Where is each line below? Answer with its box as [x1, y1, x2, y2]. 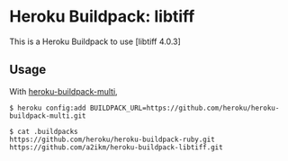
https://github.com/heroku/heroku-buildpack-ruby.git [9, 135, 216, 144]
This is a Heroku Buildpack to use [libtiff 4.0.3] [9, 36, 182, 47]
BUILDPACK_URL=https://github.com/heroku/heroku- [89, 103, 280, 112]
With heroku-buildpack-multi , [9, 85, 119, 96]
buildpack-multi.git [9, 111, 87, 121]
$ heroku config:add [9, 103, 87, 112]
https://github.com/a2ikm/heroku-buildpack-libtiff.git [9, 142, 223, 152]
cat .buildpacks [17, 127, 78, 136]
